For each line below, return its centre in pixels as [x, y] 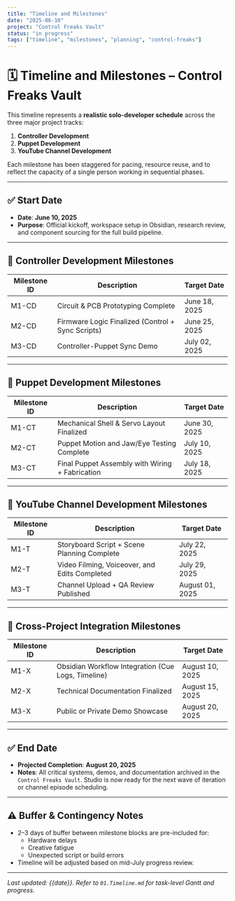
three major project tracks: [45, 123]
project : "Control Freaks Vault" [56, 27]
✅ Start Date [35, 201]
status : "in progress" [40, 33]
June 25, [199, 321]
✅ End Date [33, 748]
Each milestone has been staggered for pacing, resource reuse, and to [109, 165]
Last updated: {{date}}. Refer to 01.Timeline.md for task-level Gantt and [111, 882]
